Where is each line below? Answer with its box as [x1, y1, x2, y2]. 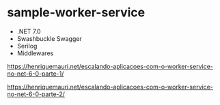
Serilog [16, 42, 38, 50]
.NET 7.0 [16, 27, 41, 35]
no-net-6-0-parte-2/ [7, 90, 65, 98]
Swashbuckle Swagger [16, 34, 82, 42]
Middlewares [16, 49, 54, 57]
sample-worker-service [7, 5, 146, 20]
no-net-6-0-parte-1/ [7, 70, 64, 78]
